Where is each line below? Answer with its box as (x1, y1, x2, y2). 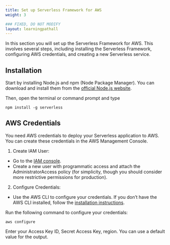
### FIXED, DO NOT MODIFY (5, 22, 60, 27)
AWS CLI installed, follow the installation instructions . (12, 199, 125, 206)
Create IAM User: (12, 148, 50, 154)
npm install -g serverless (5, 105, 63, 110)
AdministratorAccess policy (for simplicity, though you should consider (12, 169, 162, 175)
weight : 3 (5, 12, 27, 17)
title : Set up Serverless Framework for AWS (5, 7, 102, 13)
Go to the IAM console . (12, 157, 61, 164)
